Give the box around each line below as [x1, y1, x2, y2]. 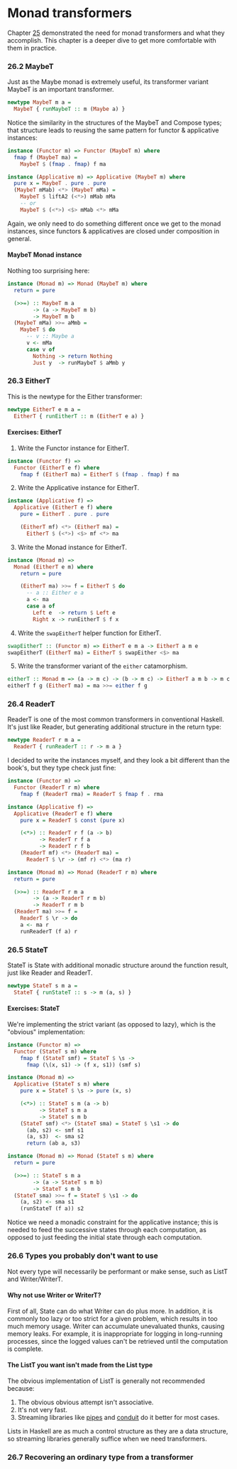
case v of [26, 346, 55, 353]
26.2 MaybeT [7, 61, 55, 71]
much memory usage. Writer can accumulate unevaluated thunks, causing [7, 1322, 225, 1330]
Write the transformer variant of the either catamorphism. [17, 662, 188, 670]
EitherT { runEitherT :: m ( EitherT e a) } [13, 413, 144, 420]
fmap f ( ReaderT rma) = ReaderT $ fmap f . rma [20, 790, 163, 797]
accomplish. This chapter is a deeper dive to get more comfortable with [7, 36, 216, 44]
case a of [26, 603, 55, 610]
